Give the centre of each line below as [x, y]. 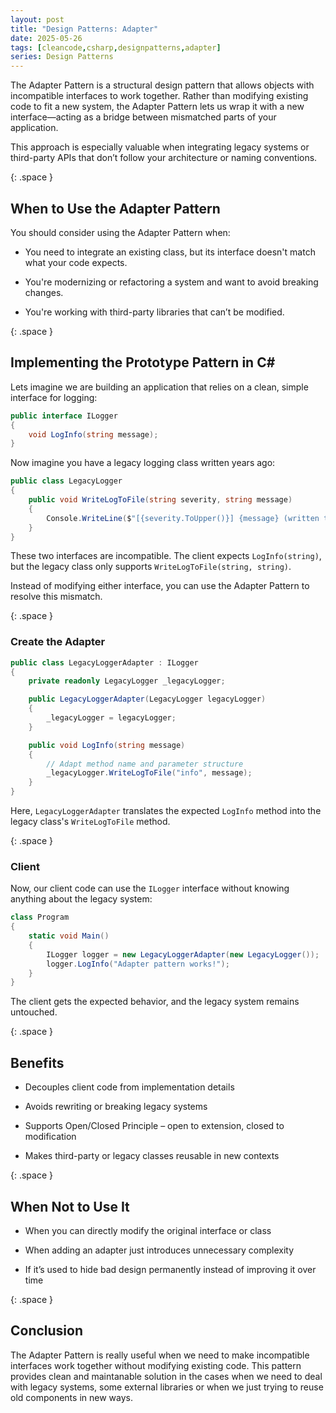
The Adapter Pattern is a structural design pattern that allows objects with [162, 85]
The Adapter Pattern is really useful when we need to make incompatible [160, 1355]
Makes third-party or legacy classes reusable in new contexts [152, 1156]
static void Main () [69, 936]
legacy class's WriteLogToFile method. [90, 822]
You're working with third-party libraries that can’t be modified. [154, 312]
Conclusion [47, 1331]
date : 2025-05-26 [46, 38]
